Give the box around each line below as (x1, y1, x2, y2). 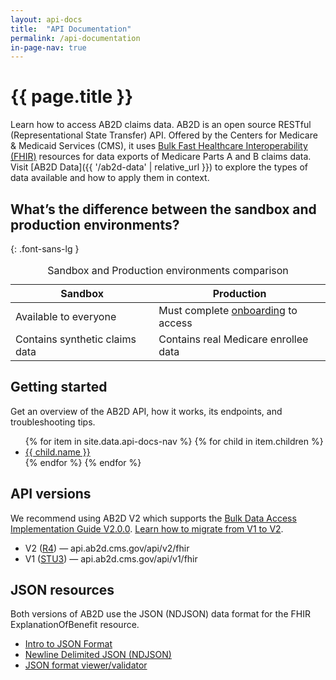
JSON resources (10, 582, 115, 599)
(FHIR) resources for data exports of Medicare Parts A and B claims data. (10, 151, 312, 163)
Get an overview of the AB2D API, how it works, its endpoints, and (10, 405, 283, 417)
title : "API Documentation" (10, 24, 132, 34)
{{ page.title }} (10, 86, 134, 108)
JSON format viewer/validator (24, 659, 148, 671)
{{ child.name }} (24, 446, 91, 458)
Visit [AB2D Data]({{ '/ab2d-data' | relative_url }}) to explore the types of (10, 161, 309, 173)
